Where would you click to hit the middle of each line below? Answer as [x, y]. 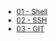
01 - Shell [32, 12]
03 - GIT [30, 29]
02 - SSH [31, 20]
